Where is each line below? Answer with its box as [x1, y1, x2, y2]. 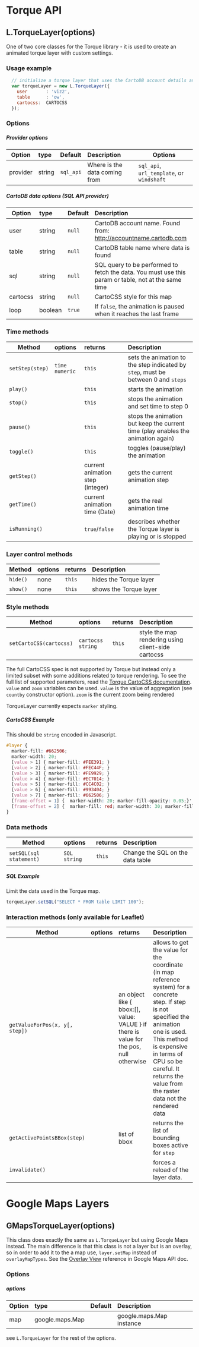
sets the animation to [127, 353, 186, 361]
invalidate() [9, 1166, 46, 1173]
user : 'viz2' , [17, 89, 70, 95]
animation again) [127, 434, 175, 442]
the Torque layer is [127, 524, 179, 533]
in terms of [153, 1050, 184, 1058]
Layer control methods [6, 550, 73, 558]
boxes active [153, 1141, 188, 1150]
